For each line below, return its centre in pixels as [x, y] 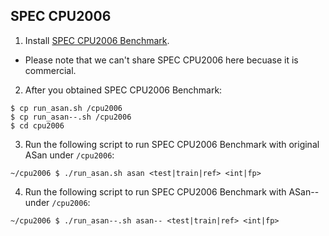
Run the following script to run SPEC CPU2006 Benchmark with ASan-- [172, 191]
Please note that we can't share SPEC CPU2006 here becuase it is [161, 60]
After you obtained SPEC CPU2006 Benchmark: [123, 90]
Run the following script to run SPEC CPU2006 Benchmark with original [172, 144]
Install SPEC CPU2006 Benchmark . [97, 40]
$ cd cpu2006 [37, 125]
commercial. [50, 70]
